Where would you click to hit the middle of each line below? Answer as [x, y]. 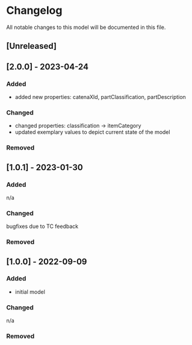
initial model [30, 292]
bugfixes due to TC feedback [42, 226]
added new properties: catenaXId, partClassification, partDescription [101, 97]
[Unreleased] [32, 46]
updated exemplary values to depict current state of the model [92, 132]
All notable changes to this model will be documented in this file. [86, 27]
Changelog [34, 11]
